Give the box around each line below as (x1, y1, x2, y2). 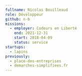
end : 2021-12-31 (14, 30, 48, 35)
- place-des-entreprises (9, 58, 61, 63)
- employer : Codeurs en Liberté (9, 26, 77, 31)
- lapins (9, 49, 28, 54)
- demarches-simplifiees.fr (9, 63, 68, 68)
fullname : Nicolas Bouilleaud (5, 7, 68, 12)
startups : (5, 44, 26, 49)
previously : (5, 53, 30, 59)
